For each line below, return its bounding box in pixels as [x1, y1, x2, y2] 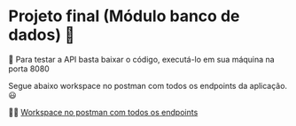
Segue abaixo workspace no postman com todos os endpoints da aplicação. [8, 80, 288, 91]
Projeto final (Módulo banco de [8, 6, 240, 26]
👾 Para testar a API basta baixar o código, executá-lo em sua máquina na [8, 54, 276, 64]
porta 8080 [8, 63, 50, 74]
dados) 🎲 [8, 25, 75, 45]
